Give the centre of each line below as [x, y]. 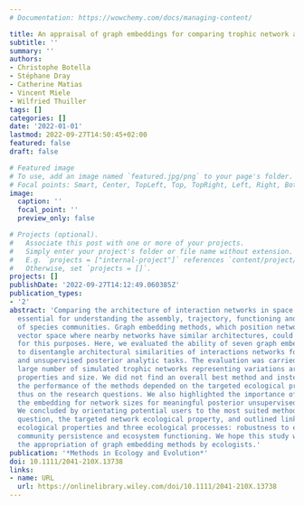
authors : [26, 60]
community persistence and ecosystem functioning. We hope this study [153, 436]
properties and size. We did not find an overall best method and [145, 377]
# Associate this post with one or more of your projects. [127, 243]
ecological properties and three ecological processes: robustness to [153, 428]
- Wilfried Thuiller [48, 101]
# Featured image [42, 168]
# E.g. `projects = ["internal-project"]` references [117, 260]
